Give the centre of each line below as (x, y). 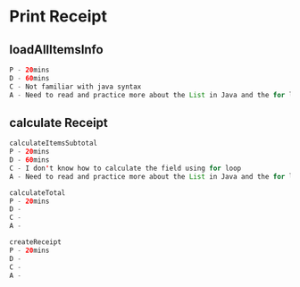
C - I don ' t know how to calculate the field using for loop (125, 168)
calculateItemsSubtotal (54, 143)
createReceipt (36, 242)
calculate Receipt (59, 122)
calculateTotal (37, 193)
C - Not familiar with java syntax (75, 87)
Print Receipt (58, 17)
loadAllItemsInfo (57, 50)
